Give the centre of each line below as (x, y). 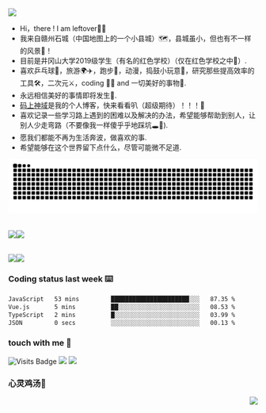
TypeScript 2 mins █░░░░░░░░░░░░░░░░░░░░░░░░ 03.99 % (122, 315)
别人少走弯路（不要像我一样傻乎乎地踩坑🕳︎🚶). (94, 125)
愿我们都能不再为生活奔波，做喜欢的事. (83, 138)
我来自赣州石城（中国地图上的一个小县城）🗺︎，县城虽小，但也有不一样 (135, 39)
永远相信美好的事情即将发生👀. (68, 96)
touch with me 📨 (40, 343)
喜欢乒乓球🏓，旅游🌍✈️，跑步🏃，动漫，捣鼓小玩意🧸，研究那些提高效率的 (137, 71)
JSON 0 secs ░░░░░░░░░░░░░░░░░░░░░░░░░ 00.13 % (122, 323)
